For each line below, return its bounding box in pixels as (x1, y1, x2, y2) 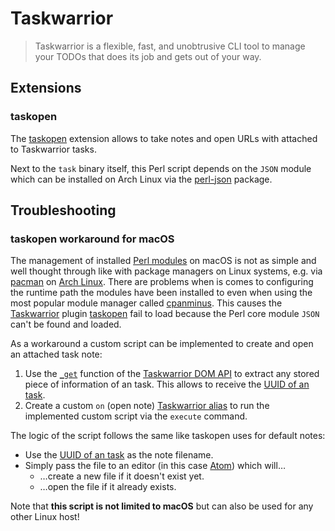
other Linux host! (10, 511, 80, 523)
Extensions (10, 80, 82, 97)
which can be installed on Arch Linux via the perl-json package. (10, 173, 273, 185)
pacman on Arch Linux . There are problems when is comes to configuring (10, 276, 314, 288)
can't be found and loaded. (10, 318, 122, 331)
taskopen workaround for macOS (10, 232, 175, 246)
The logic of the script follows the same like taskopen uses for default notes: (10, 430, 326, 442)
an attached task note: (10, 348, 103, 361)
